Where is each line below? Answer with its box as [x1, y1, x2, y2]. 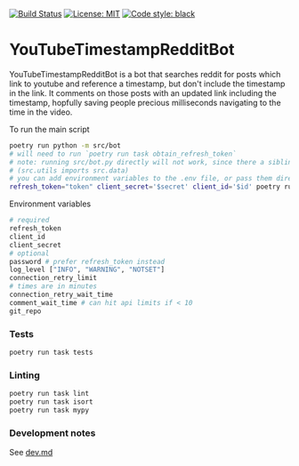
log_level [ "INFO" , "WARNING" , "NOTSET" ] [9, 265, 166, 275]
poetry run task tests [9, 348, 93, 357]
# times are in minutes [9, 282, 98, 291]
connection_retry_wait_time [9, 290, 114, 300]
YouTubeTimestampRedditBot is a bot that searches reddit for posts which [9, 68, 281, 79]
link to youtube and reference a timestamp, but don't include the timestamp [9, 78, 286, 89]
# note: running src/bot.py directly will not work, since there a [9, 157, 265, 166]
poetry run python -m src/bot [9, 141, 122, 150]
